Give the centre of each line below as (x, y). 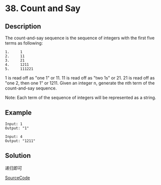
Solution (18, 156)
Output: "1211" (20, 141)
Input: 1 (14, 124)
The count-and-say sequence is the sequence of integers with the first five (80, 38)
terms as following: (24, 43)
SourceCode (18, 178)
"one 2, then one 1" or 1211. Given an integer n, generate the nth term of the (80, 83)
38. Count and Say (43, 8)
